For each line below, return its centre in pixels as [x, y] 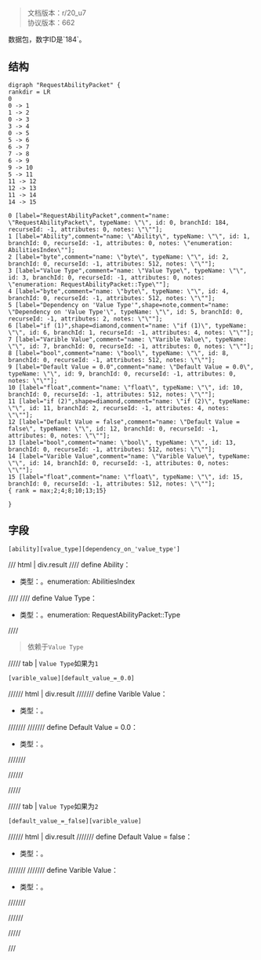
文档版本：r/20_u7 [56, 13]
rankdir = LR [29, 92]
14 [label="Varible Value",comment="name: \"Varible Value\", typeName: [129, 456]
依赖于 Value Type [55, 647]
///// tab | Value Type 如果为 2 [53, 806]
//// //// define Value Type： [53, 598]
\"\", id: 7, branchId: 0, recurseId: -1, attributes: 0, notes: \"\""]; [131, 346]
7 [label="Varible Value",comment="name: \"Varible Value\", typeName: [127, 339]
